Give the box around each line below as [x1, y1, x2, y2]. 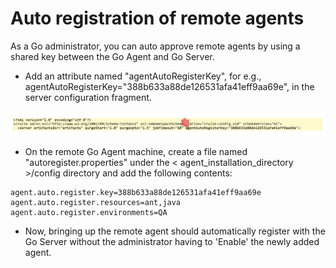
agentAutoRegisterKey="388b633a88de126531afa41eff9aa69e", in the [24, 80, 315, 92]
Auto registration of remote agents [10, 7, 305, 30]
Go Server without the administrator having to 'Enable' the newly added [24, 235, 320, 247]
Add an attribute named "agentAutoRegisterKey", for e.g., [24, 70, 262, 82]
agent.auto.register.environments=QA [10, 207, 168, 217]
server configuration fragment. [24, 91, 152, 103]
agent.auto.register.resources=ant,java [10, 197, 182, 207]
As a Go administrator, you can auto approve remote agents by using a [10, 40, 301, 52]
